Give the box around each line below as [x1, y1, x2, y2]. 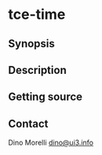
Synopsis [8, 37, 55, 50]
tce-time [8, 6, 66, 24]
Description [8, 63, 67, 76]
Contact [8, 116, 49, 131]
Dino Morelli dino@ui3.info [8, 138, 94, 147]
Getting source [8, 90, 83, 104]
